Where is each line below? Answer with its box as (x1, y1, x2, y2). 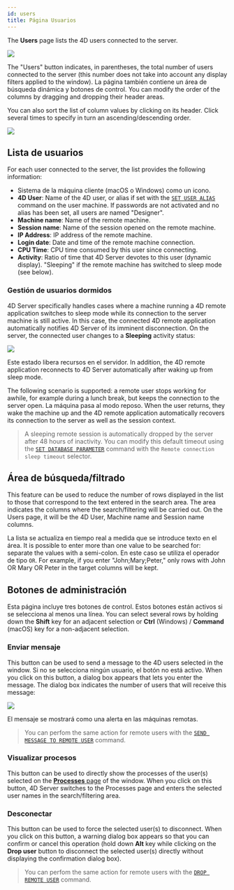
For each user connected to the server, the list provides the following (7, 165, 206, 174)
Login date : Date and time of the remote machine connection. (17, 239, 196, 247)
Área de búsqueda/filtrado (7, 472, 126, 483)
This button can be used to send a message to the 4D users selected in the (7, 658, 224, 667)
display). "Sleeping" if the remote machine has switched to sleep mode (17, 260, 222, 269)
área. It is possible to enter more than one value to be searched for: (7, 542, 201, 550)
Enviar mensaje (7, 642, 61, 652)
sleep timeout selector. (24, 452, 92, 460)
